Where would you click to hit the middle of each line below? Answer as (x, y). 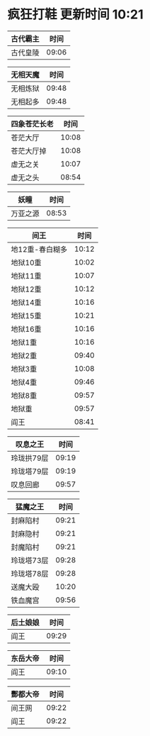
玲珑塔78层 (30, 574)
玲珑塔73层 (30, 560)
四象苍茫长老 (33, 123)
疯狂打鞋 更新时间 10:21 (75, 15)
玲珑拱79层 (30, 458)
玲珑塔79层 (30, 471)
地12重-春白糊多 (39, 249)
